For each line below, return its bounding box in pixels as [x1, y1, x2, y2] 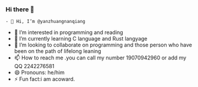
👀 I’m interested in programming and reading [14, 29, 123, 36]
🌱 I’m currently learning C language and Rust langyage [14, 35, 148, 42]
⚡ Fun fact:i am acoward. [14, 76, 75, 83]
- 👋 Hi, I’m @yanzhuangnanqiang [5, 19, 85, 25]
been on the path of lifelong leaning [14, 48, 101, 55]
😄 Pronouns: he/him [14, 69, 65, 76]
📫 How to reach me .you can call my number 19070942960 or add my [14, 54, 187, 61]
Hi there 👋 [5, 5, 35, 14]
